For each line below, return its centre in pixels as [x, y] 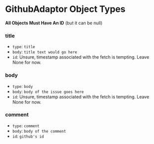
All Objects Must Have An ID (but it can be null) [54, 23]
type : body [23, 86]
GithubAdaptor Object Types [65, 9]
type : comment [26, 126]
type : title [24, 47]
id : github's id [28, 136]
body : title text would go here [45, 52]
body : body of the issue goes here [48, 91]
